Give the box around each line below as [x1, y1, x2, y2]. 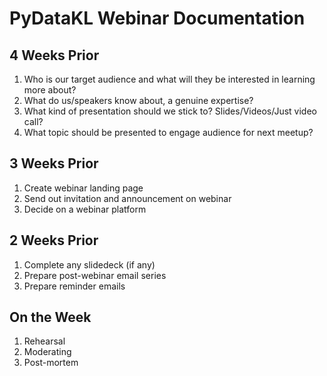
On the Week [9, 309, 92, 326]
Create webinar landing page [23, 182, 144, 194]
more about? [23, 84, 77, 96]
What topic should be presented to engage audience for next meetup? [23, 127, 314, 138]
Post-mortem [23, 357, 79, 369]
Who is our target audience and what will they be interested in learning [23, 73, 316, 85]
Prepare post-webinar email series [23, 269, 167, 281]
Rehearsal [23, 335, 66, 347]
